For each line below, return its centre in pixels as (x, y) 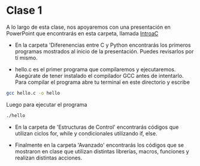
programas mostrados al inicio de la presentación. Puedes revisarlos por (104, 51)
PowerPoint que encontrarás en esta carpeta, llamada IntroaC (82, 33)
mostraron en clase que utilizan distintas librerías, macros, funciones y (102, 151)
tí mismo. (26, 58)
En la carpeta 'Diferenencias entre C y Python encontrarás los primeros (103, 45)
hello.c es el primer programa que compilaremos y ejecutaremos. (95, 69)
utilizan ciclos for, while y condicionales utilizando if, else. (86, 133)
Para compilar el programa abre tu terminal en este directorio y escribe (102, 82)
